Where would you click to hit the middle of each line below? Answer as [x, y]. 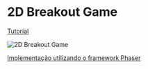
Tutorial [18, 31]
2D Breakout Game [63, 12]
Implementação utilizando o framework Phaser [74, 58]
